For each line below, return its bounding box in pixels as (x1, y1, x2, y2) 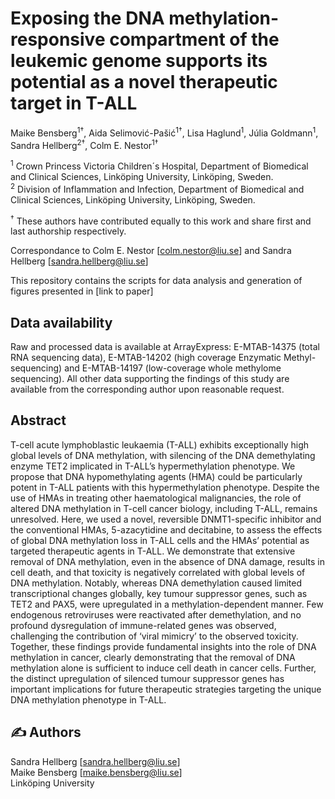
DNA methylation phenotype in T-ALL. (10, 693, 167, 706)
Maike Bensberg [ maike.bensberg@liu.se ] (10, 766, 183, 778)
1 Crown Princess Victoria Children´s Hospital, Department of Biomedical (10, 158, 309, 172)
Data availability (10, 314, 113, 331)
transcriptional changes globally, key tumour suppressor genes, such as (10, 587, 308, 599)
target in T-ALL (10, 92, 138, 115)
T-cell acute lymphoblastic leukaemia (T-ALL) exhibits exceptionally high (10, 438, 310, 451)
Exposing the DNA (10, 7, 165, 30)
